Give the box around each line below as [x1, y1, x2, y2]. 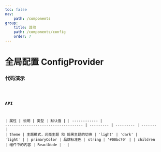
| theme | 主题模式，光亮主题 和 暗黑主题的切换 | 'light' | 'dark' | [5, 132, 138, 137]
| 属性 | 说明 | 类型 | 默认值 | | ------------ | [5, 118, 102, 123]
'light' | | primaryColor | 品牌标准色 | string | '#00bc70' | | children [5, 137, 156, 142]
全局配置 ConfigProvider [5, 57, 104, 68]
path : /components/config [14, 30, 66, 34]
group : [5, 20, 18, 26]
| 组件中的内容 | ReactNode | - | [5, 142, 70, 147]
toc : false [5, 7, 27, 12]
